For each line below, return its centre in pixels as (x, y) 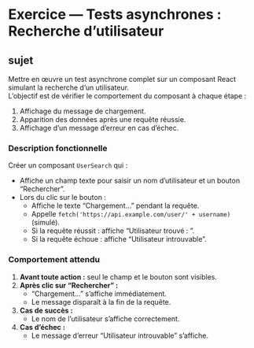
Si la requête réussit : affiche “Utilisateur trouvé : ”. (113, 231)
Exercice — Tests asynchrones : (115, 15)
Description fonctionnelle (58, 148)
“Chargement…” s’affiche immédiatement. (99, 294)
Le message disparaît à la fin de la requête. (101, 302)
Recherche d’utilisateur (86, 31)
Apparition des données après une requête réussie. (103, 119)
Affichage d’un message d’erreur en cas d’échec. (99, 128)
